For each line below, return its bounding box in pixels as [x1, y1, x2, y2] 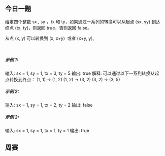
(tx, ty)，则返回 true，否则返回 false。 [14, 25, 92, 31]
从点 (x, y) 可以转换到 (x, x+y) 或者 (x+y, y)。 [5, 35, 97, 41]
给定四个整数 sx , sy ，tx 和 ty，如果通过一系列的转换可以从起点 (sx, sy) [5, 19, 151, 25]
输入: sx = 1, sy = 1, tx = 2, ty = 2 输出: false [5, 102, 93, 108]
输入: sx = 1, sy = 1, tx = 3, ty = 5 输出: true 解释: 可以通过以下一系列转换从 [5, 70, 155, 76]
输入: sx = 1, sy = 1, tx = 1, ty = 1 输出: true [5, 127, 90, 133]
